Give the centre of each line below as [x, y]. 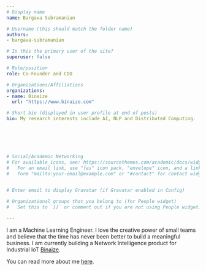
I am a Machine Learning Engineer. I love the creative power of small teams [101, 230]
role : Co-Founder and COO [39, 74]
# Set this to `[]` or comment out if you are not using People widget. [104, 207]
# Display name [26, 12]
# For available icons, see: [44, 162]
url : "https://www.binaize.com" [53, 102]
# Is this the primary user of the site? [60, 52]
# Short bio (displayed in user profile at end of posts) [82, 113]
